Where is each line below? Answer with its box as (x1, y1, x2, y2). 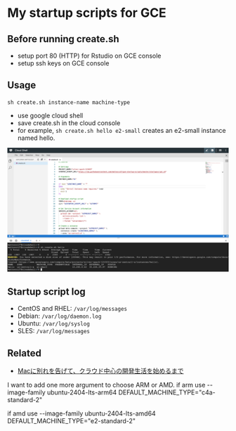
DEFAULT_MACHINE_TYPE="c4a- (118, 388, 216, 397)
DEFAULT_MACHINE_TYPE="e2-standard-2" (7, 416, 136, 425)
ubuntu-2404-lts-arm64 (46, 388, 117, 397)
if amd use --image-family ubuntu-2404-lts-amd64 (7, 409, 156, 418)
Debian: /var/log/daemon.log (17, 311, 102, 321)
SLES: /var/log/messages (17, 327, 90, 335)
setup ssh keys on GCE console (17, 59, 110, 67)
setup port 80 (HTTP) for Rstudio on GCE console (17, 51, 162, 60)
